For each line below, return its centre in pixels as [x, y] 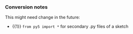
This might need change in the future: [43, 17]
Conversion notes [26, 7]
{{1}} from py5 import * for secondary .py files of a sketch [70, 26]
